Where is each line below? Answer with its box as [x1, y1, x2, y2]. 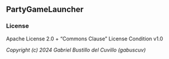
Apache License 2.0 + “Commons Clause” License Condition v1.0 [6, 35, 164, 42]
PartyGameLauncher [6, 5, 84, 14]
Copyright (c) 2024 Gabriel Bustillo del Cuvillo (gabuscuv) [6, 46, 146, 53]
